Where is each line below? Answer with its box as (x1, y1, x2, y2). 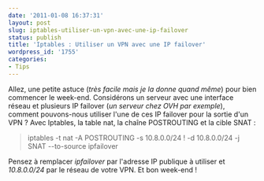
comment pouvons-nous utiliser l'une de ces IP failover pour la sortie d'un (8, 109, 249, 119)
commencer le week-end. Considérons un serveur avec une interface (8, 92, 234, 102)
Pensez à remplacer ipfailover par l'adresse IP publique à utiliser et (8, 157, 225, 166)
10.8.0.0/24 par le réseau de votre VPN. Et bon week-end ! (8, 164, 198, 174)
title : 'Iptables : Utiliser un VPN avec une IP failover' (8, 41, 206, 49)
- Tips (8, 63, 30, 71)
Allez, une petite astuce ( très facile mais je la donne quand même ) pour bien (8, 84, 257, 94)
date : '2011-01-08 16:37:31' (8, 11, 104, 20)
